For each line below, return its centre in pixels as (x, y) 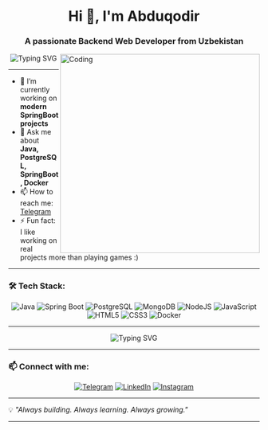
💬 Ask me (35, 132)
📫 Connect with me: (49, 366)
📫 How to (36, 192)
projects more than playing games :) (79, 257)
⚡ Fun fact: (37, 221)
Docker (36, 183)
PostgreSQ (38, 158)
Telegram (35, 212)
